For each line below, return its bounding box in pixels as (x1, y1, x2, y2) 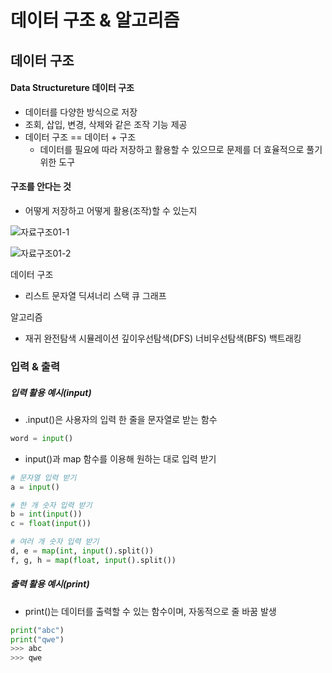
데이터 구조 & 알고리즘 (10, 9, 180, 32)
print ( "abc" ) (10, 625, 65, 635)
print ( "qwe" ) (10, 634, 65, 645)
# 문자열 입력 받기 (10, 472, 77, 483)
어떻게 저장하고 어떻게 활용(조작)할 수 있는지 (24, 204, 198, 216)
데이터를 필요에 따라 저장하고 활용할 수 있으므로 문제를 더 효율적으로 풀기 (39, 143, 323, 155)
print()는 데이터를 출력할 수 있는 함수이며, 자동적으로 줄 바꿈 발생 (24, 605, 277, 617)
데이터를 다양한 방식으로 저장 (24, 106, 138, 118)
